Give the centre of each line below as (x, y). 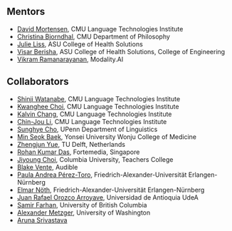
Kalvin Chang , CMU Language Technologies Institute (94, 114)
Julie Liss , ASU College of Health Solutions (80, 44)
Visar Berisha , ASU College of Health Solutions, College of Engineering (121, 51)
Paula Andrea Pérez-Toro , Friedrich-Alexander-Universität (102, 175)
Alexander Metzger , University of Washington (84, 212)
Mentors (26, 12)
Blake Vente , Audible (47, 167)
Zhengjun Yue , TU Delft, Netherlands (71, 144)
